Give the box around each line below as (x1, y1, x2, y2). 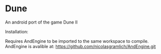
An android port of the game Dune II (5, 19, 78, 25)
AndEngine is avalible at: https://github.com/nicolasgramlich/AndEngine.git (5, 43, 156, 49)
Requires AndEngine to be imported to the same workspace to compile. (5, 38, 149, 44)
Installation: (5, 28, 28, 34)
